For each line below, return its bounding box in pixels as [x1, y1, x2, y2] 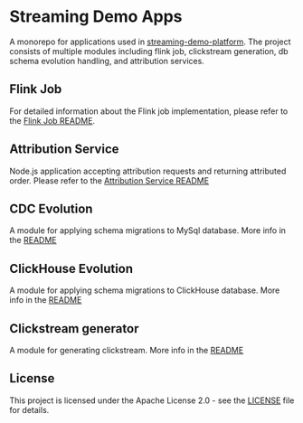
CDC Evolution [9, 201, 93, 216]
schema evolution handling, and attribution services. [9, 55, 205, 66]
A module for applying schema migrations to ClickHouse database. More [9, 285, 280, 296]
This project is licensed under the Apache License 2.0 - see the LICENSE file [9, 395, 295, 406]
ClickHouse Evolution [9, 260, 134, 277]
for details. [9, 404, 50, 415]
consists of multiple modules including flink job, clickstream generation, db [9, 45, 289, 56]
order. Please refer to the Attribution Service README [9, 174, 210, 186]
